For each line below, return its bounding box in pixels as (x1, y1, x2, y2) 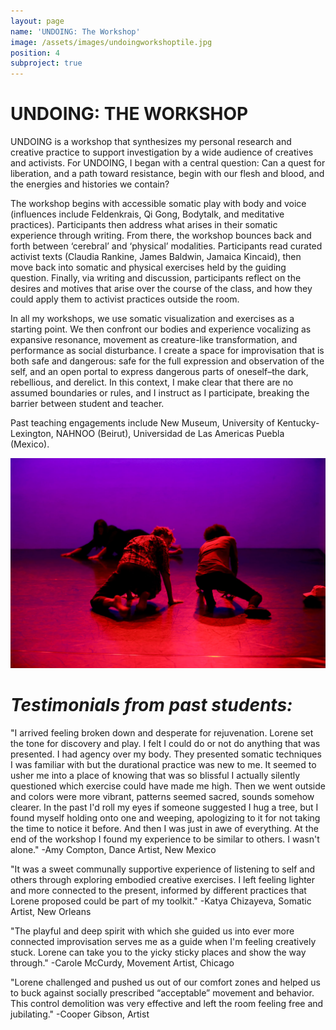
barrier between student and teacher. (10, 398, 165, 410)
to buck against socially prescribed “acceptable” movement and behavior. (10, 986, 315, 999)
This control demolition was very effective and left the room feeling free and (10, 997, 324, 1009)
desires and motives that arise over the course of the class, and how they (10, 283, 313, 295)
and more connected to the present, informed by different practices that (10, 884, 307, 896)
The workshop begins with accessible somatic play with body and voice (10, 198, 307, 210)
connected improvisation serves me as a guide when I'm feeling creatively (10, 935, 317, 947)
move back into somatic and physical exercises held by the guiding (10, 261, 287, 274)
